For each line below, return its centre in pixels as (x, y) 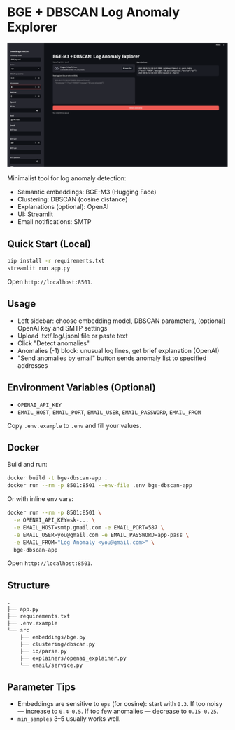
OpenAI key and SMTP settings (62, 328)
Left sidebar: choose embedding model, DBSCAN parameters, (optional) (121, 321)
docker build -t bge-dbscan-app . (58, 478)
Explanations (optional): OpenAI (63, 207)
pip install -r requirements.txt (56, 261)
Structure (29, 585)
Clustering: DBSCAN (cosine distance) (72, 199)
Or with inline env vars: (40, 499)
